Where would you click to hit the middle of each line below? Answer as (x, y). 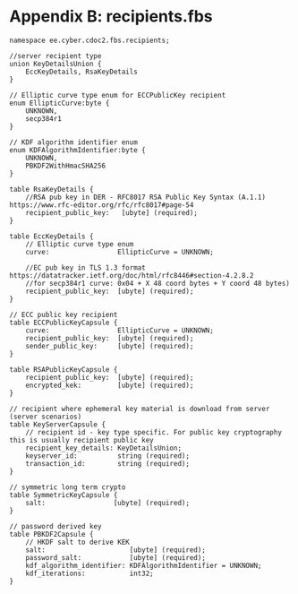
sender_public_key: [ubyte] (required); (110, 346)
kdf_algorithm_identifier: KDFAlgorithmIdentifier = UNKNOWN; (144, 565)
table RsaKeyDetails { (51, 189)
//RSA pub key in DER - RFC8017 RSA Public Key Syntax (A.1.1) (146, 197)
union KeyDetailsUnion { (55, 64)
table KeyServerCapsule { (57, 424)
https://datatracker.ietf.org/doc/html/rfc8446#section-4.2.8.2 (132, 275)
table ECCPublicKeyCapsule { (64, 323)
